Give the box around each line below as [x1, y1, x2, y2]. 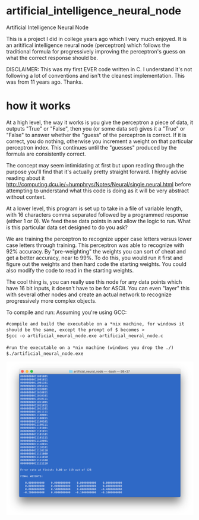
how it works [6, 99, 71, 113]
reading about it [6, 174, 45, 182]
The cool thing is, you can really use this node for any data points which [6, 278, 182, 286]
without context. [6, 193, 46, 200]
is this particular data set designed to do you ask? [6, 224, 128, 231]
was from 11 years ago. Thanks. [6, 78, 83, 85]
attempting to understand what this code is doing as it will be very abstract [6, 187, 189, 194]
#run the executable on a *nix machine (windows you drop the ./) [6, 344, 174, 351]
